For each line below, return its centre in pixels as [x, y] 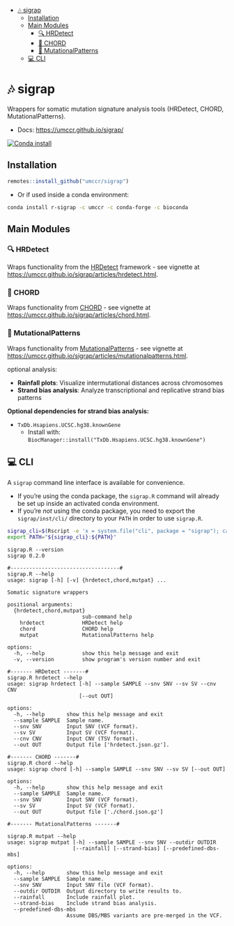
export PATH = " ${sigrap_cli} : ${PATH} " [62, 537]
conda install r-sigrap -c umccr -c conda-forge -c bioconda [98, 207]
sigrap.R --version [36, 550]
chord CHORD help [67, 629]
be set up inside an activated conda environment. [88, 503]
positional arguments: [40, 605]
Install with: [44, 432]
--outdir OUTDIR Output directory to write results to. [98, 891]
